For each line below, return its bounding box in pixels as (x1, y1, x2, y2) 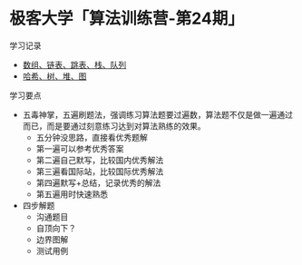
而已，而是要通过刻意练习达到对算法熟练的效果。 (22, 120, 206, 132)
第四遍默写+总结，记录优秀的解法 (35, 177, 161, 188)
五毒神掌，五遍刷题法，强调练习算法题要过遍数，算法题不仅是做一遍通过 (22, 109, 293, 120)
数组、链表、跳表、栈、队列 (22, 59, 127, 70)
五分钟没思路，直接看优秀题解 (35, 132, 148, 142)
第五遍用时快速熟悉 (35, 188, 109, 200)
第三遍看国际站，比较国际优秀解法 (35, 165, 164, 177)
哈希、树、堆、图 (22, 70, 87, 82)
